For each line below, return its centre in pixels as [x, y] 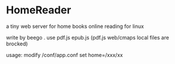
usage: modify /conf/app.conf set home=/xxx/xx [64, 55]
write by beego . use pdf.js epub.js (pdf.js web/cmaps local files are [88, 37]
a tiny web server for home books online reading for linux [75, 26]
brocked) [17, 44]
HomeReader [39, 10]
